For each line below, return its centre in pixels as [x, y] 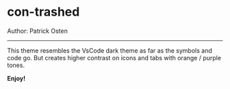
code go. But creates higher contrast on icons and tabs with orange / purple [114, 58]
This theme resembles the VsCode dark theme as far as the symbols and [110, 50]
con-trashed [43, 12]
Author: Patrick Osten [38, 31]
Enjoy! [16, 78]
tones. [16, 65]
